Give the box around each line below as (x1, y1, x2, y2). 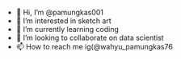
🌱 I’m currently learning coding (15, 25, 120, 33)
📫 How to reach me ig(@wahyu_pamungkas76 (15, 42, 174, 51)
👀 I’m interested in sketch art (15, 16, 112, 26)
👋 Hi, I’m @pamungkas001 (15, 8, 103, 17)
